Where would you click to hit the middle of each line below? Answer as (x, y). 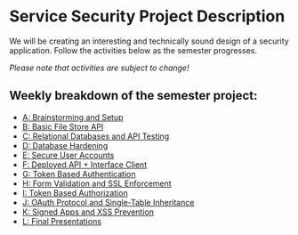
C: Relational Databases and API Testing (96, 136)
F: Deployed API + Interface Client (85, 164)
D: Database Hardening (65, 145)
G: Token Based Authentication (79, 174)
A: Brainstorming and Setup (72, 117)
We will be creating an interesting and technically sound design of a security (149, 41)
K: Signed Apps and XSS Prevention (88, 212)
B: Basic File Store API (63, 126)
